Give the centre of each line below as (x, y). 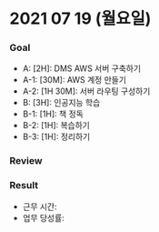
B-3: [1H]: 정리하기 (56, 136)
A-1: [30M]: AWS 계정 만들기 (75, 80)
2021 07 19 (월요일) (80, 19)
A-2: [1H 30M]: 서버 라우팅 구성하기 (86, 91)
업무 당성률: (44, 217)
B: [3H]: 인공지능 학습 (61, 103)
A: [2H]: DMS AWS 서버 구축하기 (82, 68)
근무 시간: (40, 207)
